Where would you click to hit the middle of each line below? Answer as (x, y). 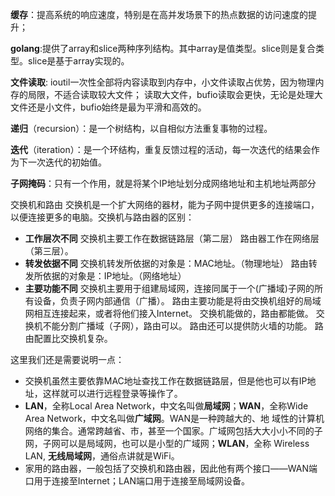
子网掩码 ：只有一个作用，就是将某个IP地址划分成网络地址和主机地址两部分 (163, 183)
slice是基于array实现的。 (78, 61)
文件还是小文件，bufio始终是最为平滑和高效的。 (108, 107)
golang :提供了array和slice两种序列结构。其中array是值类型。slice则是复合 (163, 48)
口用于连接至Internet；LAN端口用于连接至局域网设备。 (137, 481)
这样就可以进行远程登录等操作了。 (112, 393)
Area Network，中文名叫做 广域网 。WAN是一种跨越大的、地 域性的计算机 (174, 418)
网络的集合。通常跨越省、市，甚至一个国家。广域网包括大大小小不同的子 (173, 431)
